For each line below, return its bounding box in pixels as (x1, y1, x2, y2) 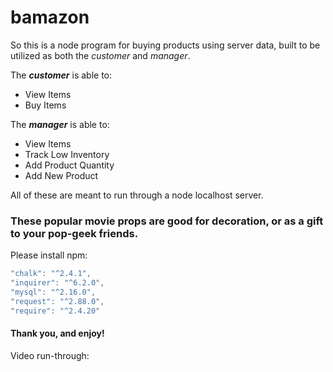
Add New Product (24, 169, 99, 181)
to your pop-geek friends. (10, 226, 139, 240)
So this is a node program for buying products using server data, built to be (10, 39, 321, 51)
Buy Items (24, 99, 67, 111)
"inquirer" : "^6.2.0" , (10, 278, 105, 288)
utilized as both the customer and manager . (10, 49, 191, 61)
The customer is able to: (10, 69, 113, 81)
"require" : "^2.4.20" (10, 306, 101, 316)
